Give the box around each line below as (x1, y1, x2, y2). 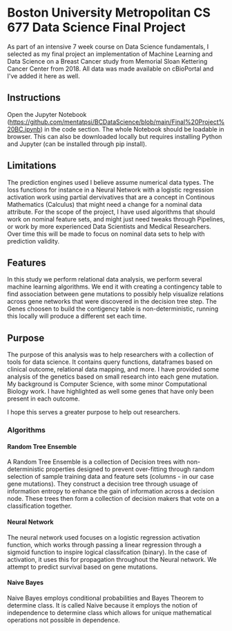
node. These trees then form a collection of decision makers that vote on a (7, 495, 220, 503)
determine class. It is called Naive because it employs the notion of (7, 601, 198, 610)
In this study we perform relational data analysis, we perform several (7, 275, 202, 284)
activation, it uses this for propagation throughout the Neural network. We (7, 555, 217, 563)
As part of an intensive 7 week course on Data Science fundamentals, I (7, 42, 209, 51)
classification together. (7, 502, 72, 510)
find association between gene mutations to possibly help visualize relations (7, 290, 224, 298)
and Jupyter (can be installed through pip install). (7, 140, 147, 148)
